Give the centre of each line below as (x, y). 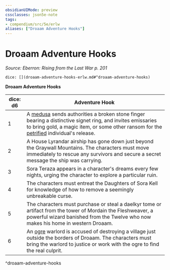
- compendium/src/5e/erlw (32, 24)
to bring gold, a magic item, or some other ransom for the (94, 127)
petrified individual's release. (61, 133)
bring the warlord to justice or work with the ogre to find (93, 244)
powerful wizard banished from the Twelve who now (89, 217)
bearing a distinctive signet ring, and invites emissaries (92, 121)
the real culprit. (45, 251)
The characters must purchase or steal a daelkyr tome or (94, 205)
